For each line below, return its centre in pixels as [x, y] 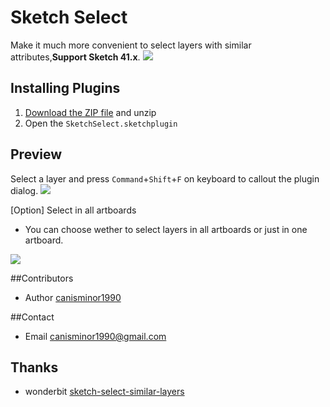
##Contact [32, 317]
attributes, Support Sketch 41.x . [75, 57]
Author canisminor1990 [73, 297]
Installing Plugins [65, 88]
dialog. [24, 190]
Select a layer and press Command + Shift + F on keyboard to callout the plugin [165, 178]
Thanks [34, 367]
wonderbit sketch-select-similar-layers [104, 392]
